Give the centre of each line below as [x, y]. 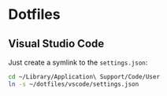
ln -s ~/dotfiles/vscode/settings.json [74, 84]
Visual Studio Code [56, 44]
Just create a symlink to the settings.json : [78, 62]
